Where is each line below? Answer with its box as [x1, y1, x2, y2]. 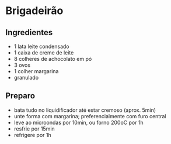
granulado [13, 74, 39, 81]
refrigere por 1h [13, 131, 52, 138]
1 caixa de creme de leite [13, 49, 74, 56]
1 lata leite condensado [13, 43, 69, 50]
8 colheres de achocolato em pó [13, 56, 92, 62]
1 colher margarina [13, 68, 59, 74]
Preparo [5, 91, 36, 101]
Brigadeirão [5, 4, 64, 18]
